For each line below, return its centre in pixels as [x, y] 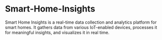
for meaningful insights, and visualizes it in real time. [57, 32]
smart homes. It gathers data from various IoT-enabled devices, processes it [81, 27]
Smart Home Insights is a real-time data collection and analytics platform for [81, 22]
